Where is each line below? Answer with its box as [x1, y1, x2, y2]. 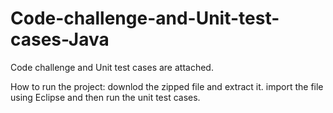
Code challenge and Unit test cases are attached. [10, 61, 214, 73]
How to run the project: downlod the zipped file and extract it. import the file [10, 80, 324, 92]
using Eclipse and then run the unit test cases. [10, 91, 201, 103]
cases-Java [10, 28, 110, 51]
